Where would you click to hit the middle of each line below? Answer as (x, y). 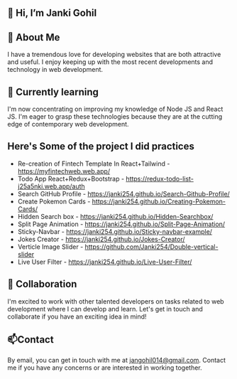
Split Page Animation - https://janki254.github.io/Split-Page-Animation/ (121, 224)
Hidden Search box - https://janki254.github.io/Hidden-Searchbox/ (115, 216)
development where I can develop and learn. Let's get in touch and (105, 309)
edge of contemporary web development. (68, 124)
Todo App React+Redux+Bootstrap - (71, 178)
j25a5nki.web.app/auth (51, 186)
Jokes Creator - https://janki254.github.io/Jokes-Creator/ (101, 239)
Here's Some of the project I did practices (101, 146)
